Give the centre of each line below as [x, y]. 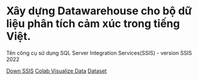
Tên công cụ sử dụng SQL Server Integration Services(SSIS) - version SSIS [99, 53]
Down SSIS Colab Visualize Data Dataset [57, 70]
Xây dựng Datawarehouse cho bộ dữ [99, 11]
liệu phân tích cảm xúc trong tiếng [93, 24]
